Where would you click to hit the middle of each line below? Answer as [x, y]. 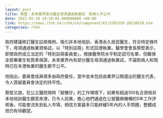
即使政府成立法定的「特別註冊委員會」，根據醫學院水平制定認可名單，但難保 [81, 54]
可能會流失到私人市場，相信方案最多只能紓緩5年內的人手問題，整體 [85, 105]
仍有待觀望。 [22, 111]
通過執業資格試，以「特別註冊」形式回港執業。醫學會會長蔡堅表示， [90, 48]
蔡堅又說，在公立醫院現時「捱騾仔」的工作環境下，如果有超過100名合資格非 [81, 93]
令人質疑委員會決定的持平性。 [35, 82]
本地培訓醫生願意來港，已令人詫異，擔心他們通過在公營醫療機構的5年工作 [79, 99]
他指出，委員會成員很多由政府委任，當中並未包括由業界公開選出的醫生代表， [81, 76]
